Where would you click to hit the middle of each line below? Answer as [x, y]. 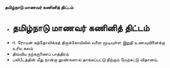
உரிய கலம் [23, 48]
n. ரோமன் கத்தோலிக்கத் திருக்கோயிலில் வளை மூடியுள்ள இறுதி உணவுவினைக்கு [88, 42]
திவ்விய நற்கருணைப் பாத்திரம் [40, 54]
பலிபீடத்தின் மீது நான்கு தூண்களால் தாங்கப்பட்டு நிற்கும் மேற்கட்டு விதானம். [85, 59]
